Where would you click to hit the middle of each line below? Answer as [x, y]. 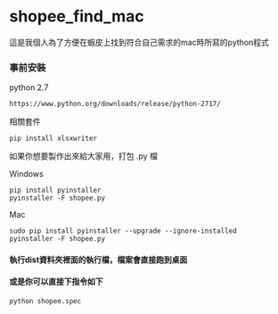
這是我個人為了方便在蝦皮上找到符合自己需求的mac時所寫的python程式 [139, 42]
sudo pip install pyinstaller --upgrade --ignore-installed [123, 231]
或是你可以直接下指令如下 [56, 282]
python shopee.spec [45, 302]
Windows [27, 174]
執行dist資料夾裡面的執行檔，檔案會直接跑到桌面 [98, 260]
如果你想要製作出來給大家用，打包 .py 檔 [84, 156]
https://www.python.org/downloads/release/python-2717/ [115, 104]
